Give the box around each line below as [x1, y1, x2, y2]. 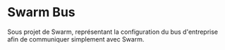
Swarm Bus [7, 4, 75, 20]
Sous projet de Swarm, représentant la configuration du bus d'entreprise [7, 27, 219, 36]
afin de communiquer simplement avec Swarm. [7, 35, 145, 43]
